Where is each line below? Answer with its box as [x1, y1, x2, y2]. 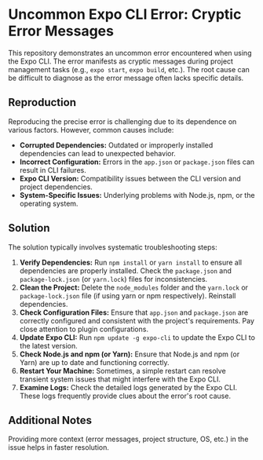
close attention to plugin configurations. [19, 324, 149, 334]
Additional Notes [8, 414, 93, 427]
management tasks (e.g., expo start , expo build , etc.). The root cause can [8, 64, 250, 74]
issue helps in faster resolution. [8, 443, 110, 452]
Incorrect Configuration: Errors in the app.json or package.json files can [19, 157, 255, 166]
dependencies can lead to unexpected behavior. [19, 148, 177, 158]
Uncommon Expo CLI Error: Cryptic [8, 5, 242, 24]
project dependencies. [19, 182, 93, 192]
